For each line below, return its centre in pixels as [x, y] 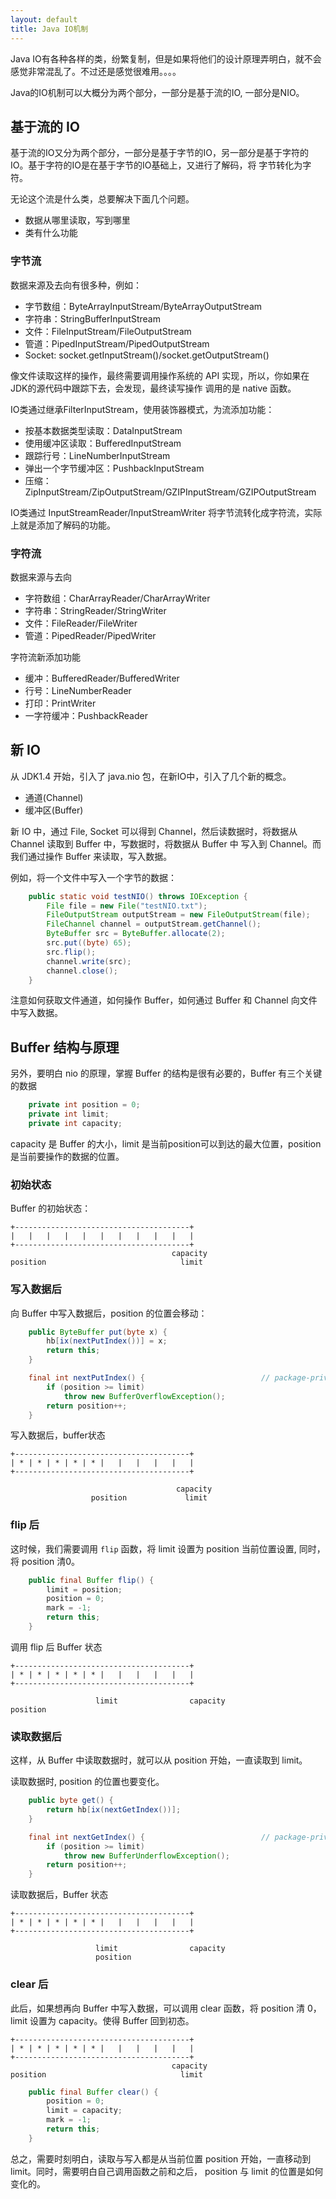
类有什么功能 [51, 233]
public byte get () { [71, 1801]
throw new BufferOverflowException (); [144, 1396]
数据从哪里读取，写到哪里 [77, 220]
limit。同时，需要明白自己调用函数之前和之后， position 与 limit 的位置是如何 [167, 2171]
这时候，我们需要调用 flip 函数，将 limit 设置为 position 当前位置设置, [153, 1548]
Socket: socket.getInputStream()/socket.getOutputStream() [147, 355]
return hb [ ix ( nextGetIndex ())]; [114, 1810]
